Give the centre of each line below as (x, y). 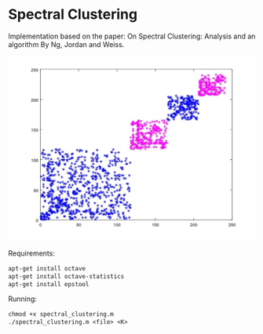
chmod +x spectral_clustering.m (61, 314)
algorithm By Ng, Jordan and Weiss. (66, 44)
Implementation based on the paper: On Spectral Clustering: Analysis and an (132, 36)
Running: (23, 299)
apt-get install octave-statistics (66, 277)
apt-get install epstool (49, 285)
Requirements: (31, 253)
